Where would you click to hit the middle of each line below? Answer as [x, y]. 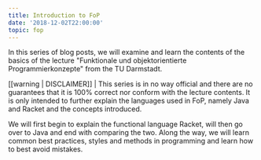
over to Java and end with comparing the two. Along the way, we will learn [129, 133]
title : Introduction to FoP [54, 15]
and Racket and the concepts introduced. [75, 109]
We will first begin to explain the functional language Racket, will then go [126, 124]
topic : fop [26, 30]
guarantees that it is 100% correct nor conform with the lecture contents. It [129, 93]
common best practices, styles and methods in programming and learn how [131, 141]
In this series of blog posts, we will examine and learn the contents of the [127, 53]
